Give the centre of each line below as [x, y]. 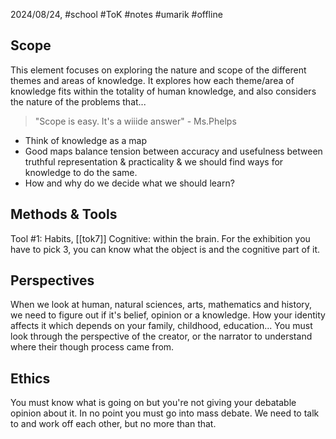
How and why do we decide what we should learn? [129, 183]
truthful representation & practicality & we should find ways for [154, 161]
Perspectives [52, 280]
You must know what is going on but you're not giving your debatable [153, 403]
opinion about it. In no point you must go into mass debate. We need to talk [165, 413]
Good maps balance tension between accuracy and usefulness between [173, 151]
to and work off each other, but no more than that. [113, 424]
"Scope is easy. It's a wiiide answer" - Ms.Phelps [135, 121]
